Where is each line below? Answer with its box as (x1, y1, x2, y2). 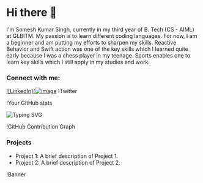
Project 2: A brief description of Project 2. (15, 159, 120, 166)
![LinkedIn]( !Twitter (6, 88, 78, 95)
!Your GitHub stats (6, 99, 53, 106)
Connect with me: (6, 73, 61, 82)
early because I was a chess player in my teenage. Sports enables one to (6, 51, 191, 59)
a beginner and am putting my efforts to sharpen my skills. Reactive (6, 39, 177, 46)
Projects (6, 138, 32, 147)
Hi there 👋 (6, 6, 57, 20)
